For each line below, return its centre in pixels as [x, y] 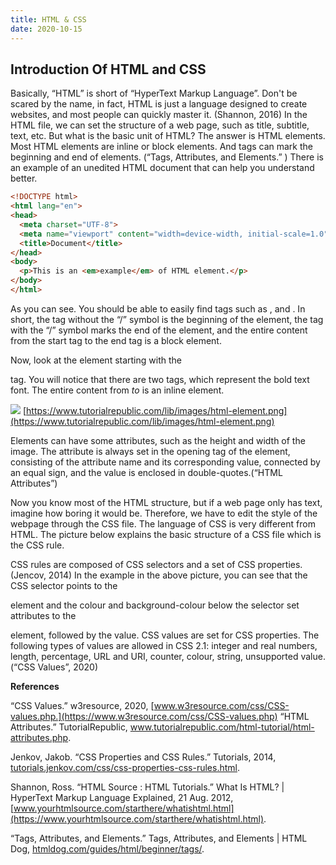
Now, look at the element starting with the [96, 360]
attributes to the [43, 615]
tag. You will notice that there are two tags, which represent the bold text [160, 379]
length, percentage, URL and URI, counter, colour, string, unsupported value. [168, 656]
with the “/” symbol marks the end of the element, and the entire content [159, 330]
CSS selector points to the [64, 585]
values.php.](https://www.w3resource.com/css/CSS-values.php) [144, 716]
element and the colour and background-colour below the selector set [155, 605]
